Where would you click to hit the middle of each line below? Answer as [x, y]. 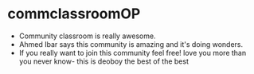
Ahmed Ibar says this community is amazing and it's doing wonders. [131, 44]
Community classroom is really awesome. [87, 36]
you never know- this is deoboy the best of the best [104, 61]
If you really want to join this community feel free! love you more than [133, 53]
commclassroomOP [74, 14]
